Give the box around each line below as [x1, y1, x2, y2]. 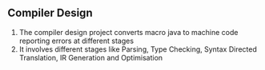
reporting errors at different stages [18, 36, 134, 45]
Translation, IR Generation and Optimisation [18, 52, 163, 62]
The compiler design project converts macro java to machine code [18, 27, 239, 37]
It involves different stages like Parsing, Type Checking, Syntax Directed [18, 44, 258, 54]
